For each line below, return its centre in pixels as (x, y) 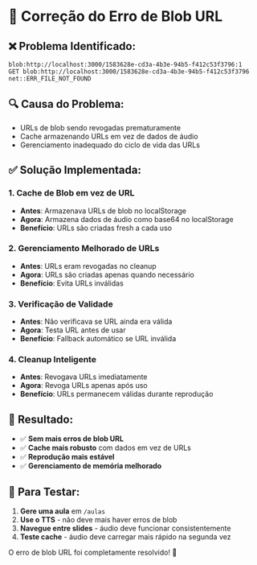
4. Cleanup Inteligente (52, 360)
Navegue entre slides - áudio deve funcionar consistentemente (125, 528)
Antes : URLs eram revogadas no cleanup (88, 266)
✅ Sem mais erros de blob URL (72, 439)
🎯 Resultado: (41, 419)
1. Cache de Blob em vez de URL (71, 193)
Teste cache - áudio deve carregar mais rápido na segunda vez (125, 537)
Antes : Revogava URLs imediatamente (84, 377)
